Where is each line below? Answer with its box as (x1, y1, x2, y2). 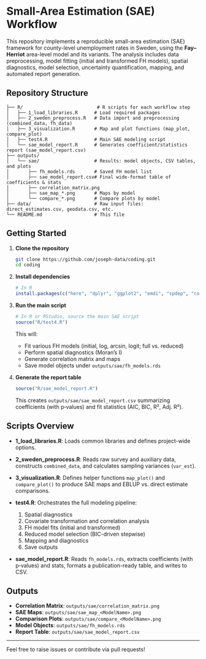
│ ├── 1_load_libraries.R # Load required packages (6, 109, 161, 116)
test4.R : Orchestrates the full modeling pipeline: (15, 498, 137, 506)
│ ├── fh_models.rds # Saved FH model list (6, 169, 152, 175)
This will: (15, 330, 38, 338)
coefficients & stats (6, 179, 62, 185)
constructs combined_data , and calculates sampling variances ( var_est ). (15, 462, 196, 470)
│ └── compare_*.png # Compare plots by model (6, 195, 161, 202)
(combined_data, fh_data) (6, 120, 72, 126)
